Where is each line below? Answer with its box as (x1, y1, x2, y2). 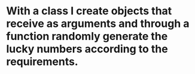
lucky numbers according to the (6, 42, 169, 56)
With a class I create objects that (6, 4, 172, 18)
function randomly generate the (6, 30, 168, 43)
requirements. (6, 55, 79, 69)
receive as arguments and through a (6, 17, 190, 30)
